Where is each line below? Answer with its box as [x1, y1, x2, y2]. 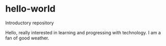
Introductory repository [5, 20, 54, 26]
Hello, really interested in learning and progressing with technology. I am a [5, 29, 161, 35]
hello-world [5, 3, 56, 15]
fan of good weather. [5, 35, 49, 41]
